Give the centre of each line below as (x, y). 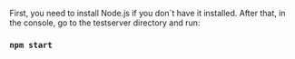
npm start (31, 45)
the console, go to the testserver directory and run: (105, 23)
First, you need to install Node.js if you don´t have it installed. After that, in (147, 13)
